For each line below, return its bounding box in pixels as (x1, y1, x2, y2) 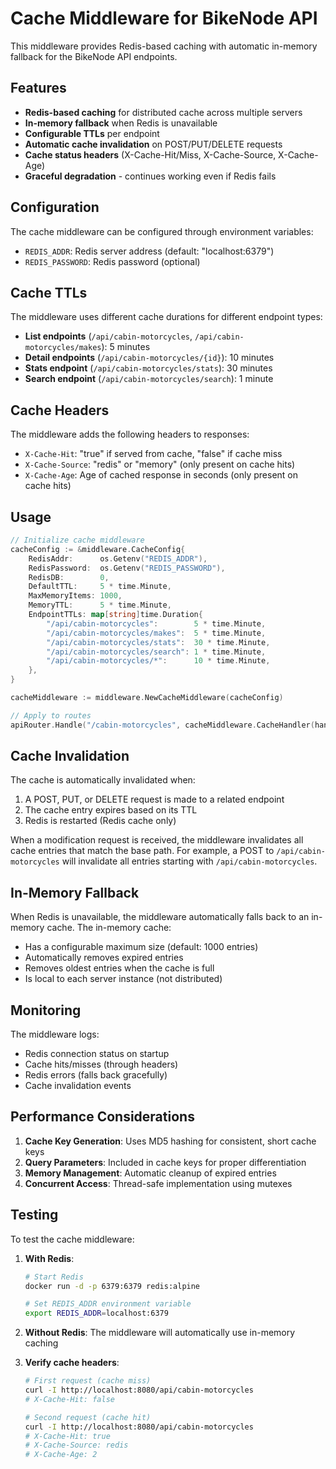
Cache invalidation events (24, 1080, 132, 1092)
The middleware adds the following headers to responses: (10, 428, 250, 441)
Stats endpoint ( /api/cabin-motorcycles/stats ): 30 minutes (24, 362, 273, 374)
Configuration (10, 199, 100, 216)
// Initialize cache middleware (10, 535, 145, 545)
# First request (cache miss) (24, 1376, 152, 1386)
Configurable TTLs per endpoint (24, 127, 160, 139)
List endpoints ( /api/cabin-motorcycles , (24, 330, 193, 342)
